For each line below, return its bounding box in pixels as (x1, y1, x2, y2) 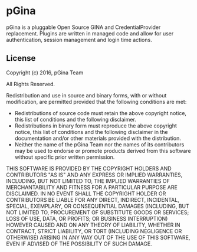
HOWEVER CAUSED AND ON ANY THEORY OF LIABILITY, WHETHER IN (6, 221, 181, 228)
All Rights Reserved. (6, 80, 55, 87)
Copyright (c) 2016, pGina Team (6, 69, 84, 76)
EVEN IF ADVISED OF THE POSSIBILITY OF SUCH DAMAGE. (6, 240, 152, 247)
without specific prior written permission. (14, 153, 115, 161)
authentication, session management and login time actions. (6, 36, 152, 43)
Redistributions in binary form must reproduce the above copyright (14, 122, 177, 129)
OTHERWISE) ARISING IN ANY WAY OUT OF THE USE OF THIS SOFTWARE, (6, 234, 191, 241)
